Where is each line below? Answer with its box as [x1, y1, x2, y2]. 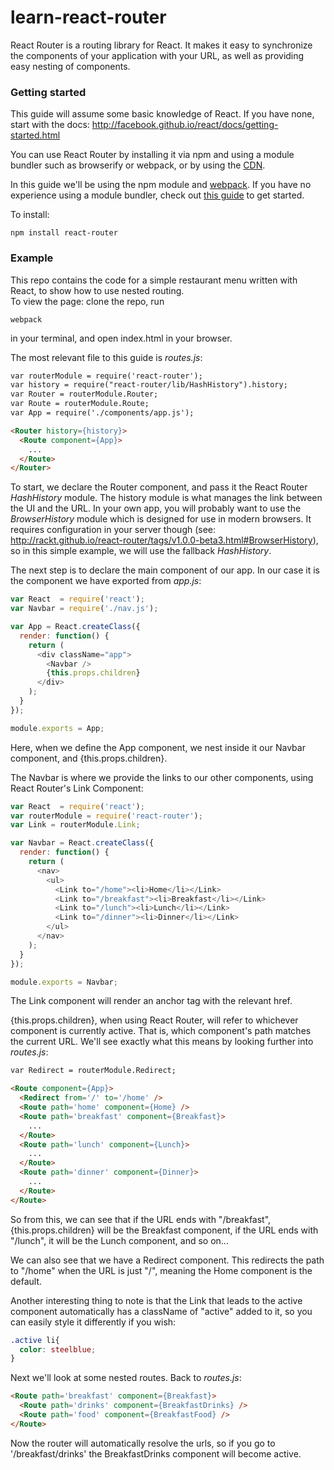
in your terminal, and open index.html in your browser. [10, 332, 233, 344]
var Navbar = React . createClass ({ [10, 838, 155, 848]
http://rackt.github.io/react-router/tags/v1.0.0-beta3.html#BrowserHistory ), [10, 534, 319, 546]
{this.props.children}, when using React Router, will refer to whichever [10, 1014, 299, 1026]
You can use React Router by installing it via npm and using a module [10, 149, 295, 161]
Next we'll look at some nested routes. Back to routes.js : [10, 1372, 242, 1384]
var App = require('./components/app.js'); [10, 408, 195, 418]
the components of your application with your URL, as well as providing [10, 49, 305, 61]
